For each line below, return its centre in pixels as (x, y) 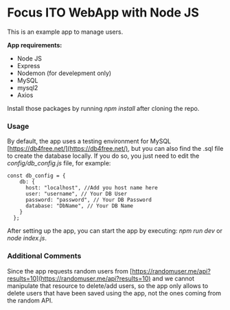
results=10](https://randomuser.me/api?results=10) (79, 278)
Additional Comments (44, 256)
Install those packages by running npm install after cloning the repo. (103, 108)
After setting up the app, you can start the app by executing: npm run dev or (115, 231)
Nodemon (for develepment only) (64, 73)
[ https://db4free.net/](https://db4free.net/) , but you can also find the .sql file (115, 149)
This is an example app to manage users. (65, 32)
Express (28, 65)
